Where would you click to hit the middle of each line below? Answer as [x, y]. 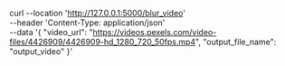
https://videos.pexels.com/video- [155, 32]
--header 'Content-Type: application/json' [87, 23]
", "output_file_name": [236, 42]
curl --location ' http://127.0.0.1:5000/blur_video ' [97, 13]
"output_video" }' [41, 52]
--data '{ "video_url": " [51, 32]
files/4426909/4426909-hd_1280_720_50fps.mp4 [103, 42]
